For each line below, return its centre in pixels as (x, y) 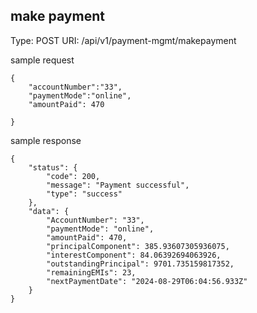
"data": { (49, 211)
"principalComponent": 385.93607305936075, (138, 246)
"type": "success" (84, 194)
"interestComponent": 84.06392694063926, (134, 255)
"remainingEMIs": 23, (91, 272)
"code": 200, (73, 176)
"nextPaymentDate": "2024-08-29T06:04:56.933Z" (147, 281)
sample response (46, 140)
